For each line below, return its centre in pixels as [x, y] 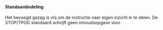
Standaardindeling [24, 7]
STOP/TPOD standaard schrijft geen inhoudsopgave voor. [63, 23]
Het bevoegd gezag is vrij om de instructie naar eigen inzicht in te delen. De [81, 17]
